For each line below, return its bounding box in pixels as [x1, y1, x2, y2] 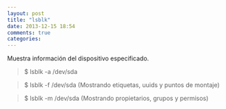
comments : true [7, 29, 51, 36]
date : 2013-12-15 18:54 [7, 23, 76, 29]
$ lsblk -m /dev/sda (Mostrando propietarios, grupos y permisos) [23, 94, 209, 103]
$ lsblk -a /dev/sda [23, 68, 78, 76]
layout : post [7, 10, 45, 17]
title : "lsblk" [7, 16, 51, 23]
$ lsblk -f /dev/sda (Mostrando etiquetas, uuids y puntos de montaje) [23, 81, 220, 89]
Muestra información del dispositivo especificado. [7, 54, 150, 62]
